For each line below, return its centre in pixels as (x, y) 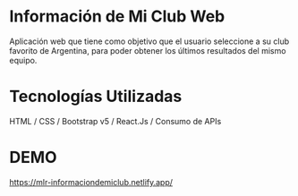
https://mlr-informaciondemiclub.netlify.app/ (91, 182)
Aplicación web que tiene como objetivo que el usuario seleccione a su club (149, 41)
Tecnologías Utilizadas (96, 97)
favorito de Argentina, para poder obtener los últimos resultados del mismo (148, 50)
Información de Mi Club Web (117, 17)
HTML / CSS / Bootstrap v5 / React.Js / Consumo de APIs (115, 121)
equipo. (23, 60)
